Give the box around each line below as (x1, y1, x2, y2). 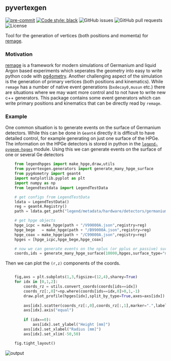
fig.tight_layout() (14, 341, 56, 346)
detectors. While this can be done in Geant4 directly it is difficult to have (5, 130, 155, 136)
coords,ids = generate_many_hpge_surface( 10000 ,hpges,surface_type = (14, 251, 163, 256)
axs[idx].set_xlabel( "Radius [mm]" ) (23, 326, 101, 332)
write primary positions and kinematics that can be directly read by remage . (5, 100, 162, 106)
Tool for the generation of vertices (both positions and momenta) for (5, 32, 149, 38)
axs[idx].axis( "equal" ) (23, 308, 74, 313)
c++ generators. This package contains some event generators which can (5, 95, 161, 101)
